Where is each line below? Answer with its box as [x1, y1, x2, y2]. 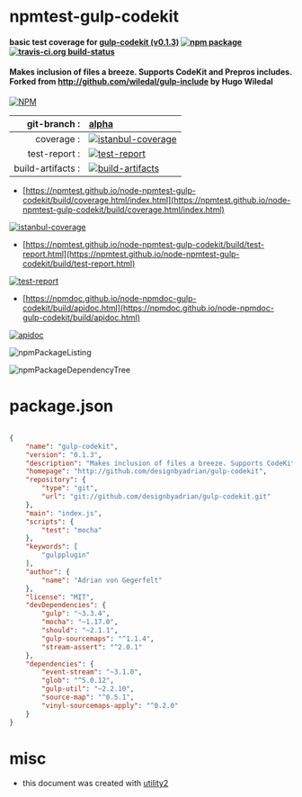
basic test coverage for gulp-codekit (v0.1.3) [9, 36, 180, 47]
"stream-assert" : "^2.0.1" [41, 642, 143, 651]
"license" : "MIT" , [25, 592, 94, 602]
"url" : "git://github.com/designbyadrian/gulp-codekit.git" [41, 492, 271, 501]
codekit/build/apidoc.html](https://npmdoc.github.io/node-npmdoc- [22, 302, 274, 313]
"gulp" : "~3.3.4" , [41, 609, 111, 618]
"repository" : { [25, 475, 87, 485]
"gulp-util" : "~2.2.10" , [41, 685, 135, 694]
